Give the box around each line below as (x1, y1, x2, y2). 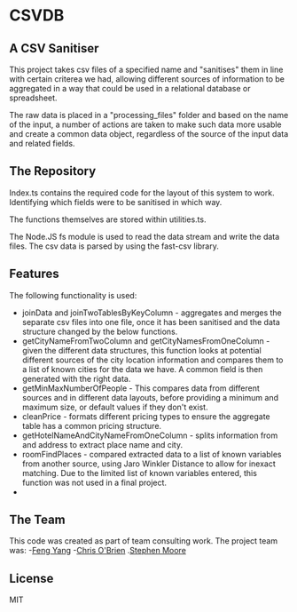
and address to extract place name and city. (21, 439, 184, 449)
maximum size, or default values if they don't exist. (21, 401, 208, 412)
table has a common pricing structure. (21, 420, 162, 431)
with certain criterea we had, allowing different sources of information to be (9, 74, 285, 84)
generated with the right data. (21, 373, 131, 384)
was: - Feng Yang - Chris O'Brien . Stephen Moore (9, 545, 186, 556)
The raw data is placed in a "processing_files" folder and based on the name (9, 110, 289, 120)
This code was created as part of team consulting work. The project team (9, 536, 277, 546)
